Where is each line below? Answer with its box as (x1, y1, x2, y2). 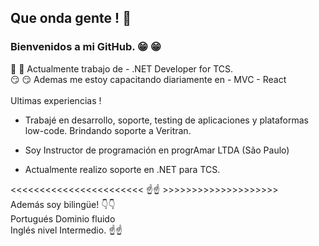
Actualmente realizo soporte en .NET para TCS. (24, 163, 221, 175)
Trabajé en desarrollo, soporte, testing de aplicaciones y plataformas (24, 114, 309, 126)
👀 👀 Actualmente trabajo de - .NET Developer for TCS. (10, 62, 233, 75)
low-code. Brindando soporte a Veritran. (24, 124, 192, 136)
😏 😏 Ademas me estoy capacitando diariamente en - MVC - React (10, 73, 287, 85)
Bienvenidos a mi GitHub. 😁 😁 (10, 40, 162, 54)
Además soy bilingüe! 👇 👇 (10, 198, 116, 210)
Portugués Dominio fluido (10, 212, 116, 225)
